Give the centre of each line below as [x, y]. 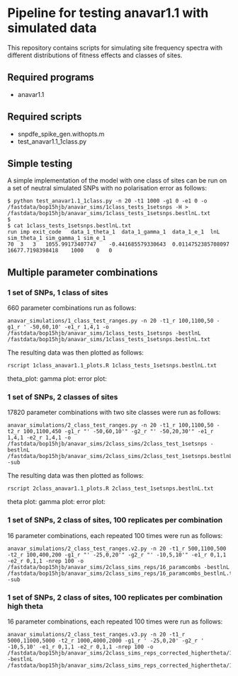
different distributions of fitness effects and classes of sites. [95, 55]
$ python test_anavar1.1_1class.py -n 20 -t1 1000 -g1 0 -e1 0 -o [107, 201]
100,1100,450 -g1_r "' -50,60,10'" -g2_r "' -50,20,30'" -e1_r [118, 432]
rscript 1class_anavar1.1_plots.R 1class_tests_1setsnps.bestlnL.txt [112, 366]
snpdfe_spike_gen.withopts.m [61, 134]
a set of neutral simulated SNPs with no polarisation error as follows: [107, 188]
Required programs [51, 78]
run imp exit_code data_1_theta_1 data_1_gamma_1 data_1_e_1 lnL [114, 232]
